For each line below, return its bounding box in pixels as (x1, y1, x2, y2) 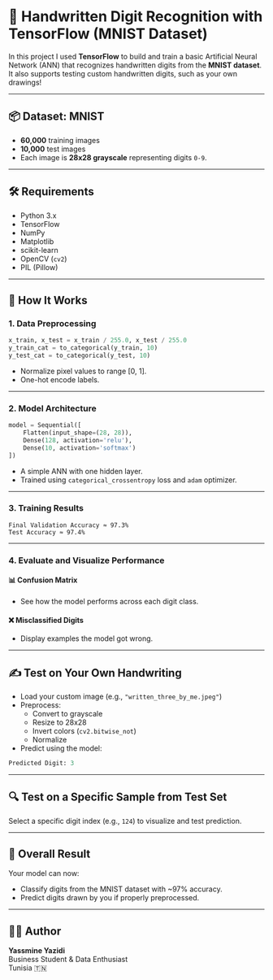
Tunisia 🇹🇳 (8, 963, 47, 973)
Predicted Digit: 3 (8, 759, 75, 767)
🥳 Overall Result (8, 847, 91, 861)
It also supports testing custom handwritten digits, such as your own (8, 68, 238, 78)
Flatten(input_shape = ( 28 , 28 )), (23, 429, 132, 438)
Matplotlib (19, 236, 54, 246)
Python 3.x (19, 211, 57, 220)
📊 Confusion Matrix (8, 575, 78, 585)
